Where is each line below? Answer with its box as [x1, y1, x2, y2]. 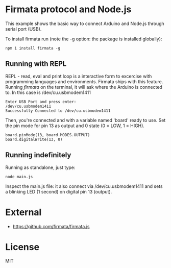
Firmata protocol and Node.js [5, 4, 132, 15]
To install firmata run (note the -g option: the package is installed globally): [5, 36, 162, 42]
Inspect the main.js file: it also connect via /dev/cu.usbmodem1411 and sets [5, 183, 163, 189]
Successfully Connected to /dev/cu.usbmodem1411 [5, 108, 111, 113]
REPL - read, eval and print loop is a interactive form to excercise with [5, 73, 152, 79]
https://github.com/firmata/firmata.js [12, 223, 90, 229]
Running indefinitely [5, 151, 71, 159]
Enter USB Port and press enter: [5, 99, 77, 104]
